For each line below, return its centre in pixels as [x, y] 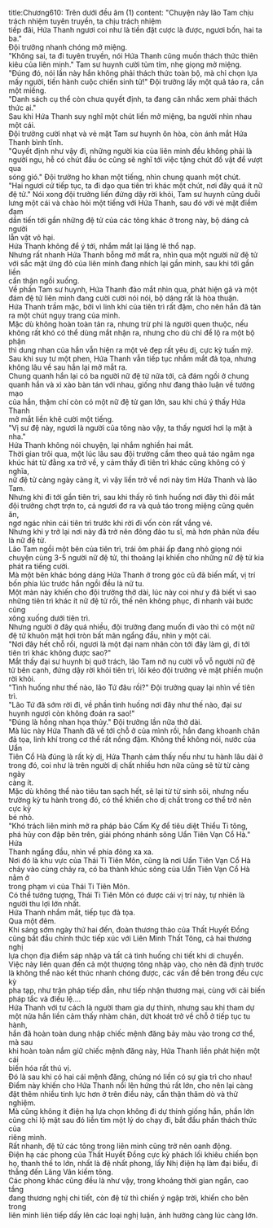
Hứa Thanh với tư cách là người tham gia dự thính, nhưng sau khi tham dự [132, 1007]
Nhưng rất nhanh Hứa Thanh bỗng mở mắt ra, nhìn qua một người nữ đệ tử [133, 255]
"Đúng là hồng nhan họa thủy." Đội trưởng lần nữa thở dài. [105, 722]
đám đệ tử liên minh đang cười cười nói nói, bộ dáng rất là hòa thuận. [123, 298]
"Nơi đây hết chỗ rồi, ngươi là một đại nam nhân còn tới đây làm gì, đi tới [129, 644]
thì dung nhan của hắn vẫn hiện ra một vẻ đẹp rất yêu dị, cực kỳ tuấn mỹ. [131, 350]
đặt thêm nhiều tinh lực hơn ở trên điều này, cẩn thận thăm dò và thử [123, 1094]
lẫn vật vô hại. [32, 237]
